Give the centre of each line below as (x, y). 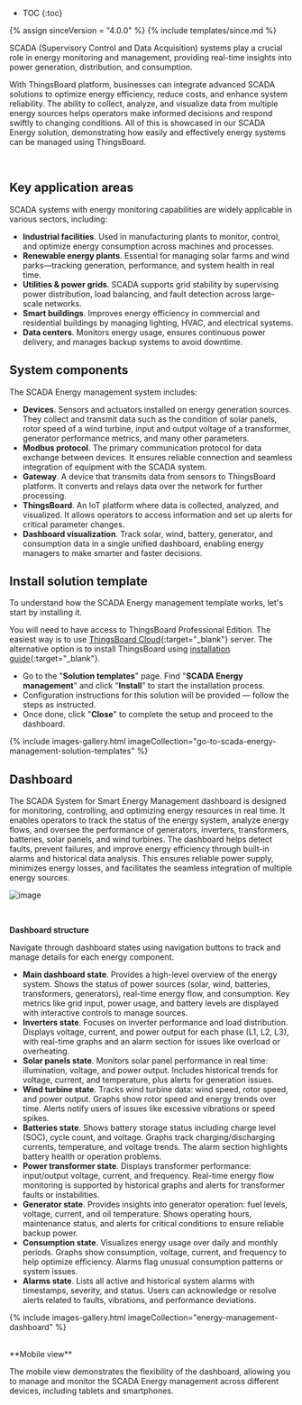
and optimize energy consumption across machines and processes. (148, 246)
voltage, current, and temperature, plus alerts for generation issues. (148, 1080)
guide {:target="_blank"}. (55, 659)
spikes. (36, 1118)
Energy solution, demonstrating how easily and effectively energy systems (148, 132)
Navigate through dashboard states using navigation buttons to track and (145, 948)
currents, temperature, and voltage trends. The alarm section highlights (155, 1147)
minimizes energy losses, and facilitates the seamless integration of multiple (151, 868)
